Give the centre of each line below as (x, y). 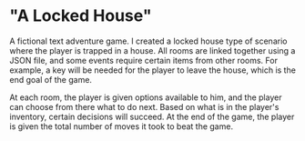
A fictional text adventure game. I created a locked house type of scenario (148, 41)
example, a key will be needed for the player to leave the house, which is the (152, 70)
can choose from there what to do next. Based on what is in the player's (144, 106)
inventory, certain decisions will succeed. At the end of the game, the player (152, 116)
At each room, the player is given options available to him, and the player (146, 97)
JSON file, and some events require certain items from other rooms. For (143, 60)
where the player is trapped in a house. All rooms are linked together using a (152, 50)
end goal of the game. (51, 79)
